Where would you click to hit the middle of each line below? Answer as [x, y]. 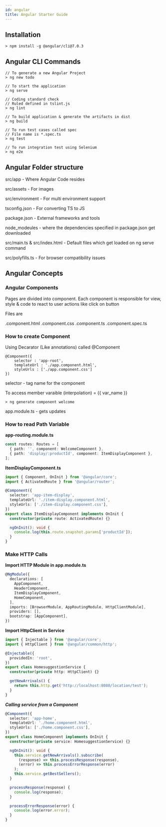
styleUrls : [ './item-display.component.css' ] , [59, 505]
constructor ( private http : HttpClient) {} [54, 672]
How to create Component [38, 336]
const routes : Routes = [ [32, 444]
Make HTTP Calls [26, 554]
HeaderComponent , [32, 588]
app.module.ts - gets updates [36, 411]
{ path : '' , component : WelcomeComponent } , [57, 449]
